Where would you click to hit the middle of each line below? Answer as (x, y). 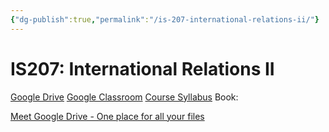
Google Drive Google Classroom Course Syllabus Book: (124, 97)
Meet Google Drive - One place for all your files (107, 116)
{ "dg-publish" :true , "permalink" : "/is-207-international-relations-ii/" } (165, 19)
